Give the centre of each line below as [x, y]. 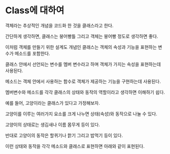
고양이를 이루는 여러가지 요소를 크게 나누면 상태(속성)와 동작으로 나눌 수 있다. [81, 114]
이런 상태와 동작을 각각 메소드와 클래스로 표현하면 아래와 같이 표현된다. [75, 146]
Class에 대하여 [35, 10]
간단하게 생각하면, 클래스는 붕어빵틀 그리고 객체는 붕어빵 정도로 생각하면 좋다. [82, 36]
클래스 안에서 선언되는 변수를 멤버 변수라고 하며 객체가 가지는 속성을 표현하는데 [83, 64]
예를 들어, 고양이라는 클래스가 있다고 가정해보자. [53, 103]
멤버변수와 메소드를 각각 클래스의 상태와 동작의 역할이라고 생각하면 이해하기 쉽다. [85, 92]
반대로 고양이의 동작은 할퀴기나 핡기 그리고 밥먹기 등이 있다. [64, 135]
